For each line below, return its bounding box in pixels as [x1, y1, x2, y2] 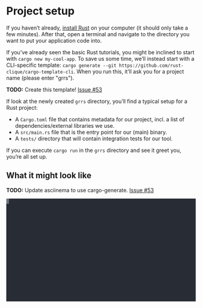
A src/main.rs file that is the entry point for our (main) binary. [14, 128, 167, 136]
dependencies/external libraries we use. [14, 122, 115, 129]
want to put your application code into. [6, 37, 102, 44]
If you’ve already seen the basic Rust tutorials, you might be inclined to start [6, 48, 195, 55]
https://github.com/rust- [118, 62, 184, 69]
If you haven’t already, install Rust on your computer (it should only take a [6, 24, 188, 31]
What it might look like [6, 171, 92, 181]
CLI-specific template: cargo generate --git [6, 61, 117, 69]
